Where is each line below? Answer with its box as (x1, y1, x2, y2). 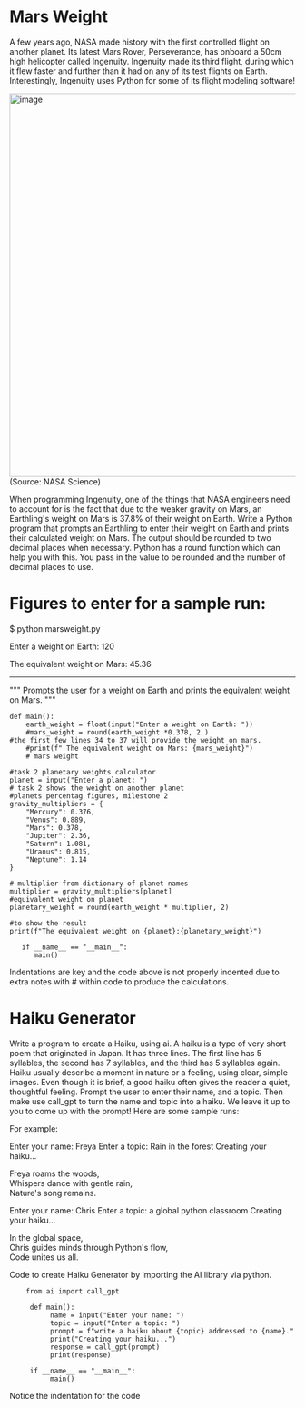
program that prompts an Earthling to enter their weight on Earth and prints (9, 523, 290, 534)
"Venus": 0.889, (25, 815, 88, 824)
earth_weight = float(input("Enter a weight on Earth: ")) (25, 720, 254, 729)
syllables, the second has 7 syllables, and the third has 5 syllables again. (9, 1057, 280, 1068)
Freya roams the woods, (9, 1168, 100, 1179)
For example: (9, 1123, 59, 1133)
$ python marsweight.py (9, 623, 101, 634)
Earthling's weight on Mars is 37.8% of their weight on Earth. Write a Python (9, 513, 293, 524)
